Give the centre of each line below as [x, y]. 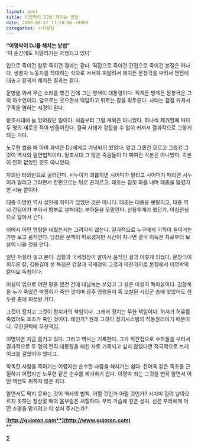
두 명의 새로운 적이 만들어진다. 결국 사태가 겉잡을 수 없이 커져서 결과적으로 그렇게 [99, 128]
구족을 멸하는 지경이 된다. [35, 108]
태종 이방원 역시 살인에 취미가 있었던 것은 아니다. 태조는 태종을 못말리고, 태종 [94, 202]
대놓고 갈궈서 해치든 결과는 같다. [43, 80]
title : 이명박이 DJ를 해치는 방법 [42, 17]
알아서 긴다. [30, 217]
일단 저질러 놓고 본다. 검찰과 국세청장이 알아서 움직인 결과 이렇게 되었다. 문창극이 [99, 257]
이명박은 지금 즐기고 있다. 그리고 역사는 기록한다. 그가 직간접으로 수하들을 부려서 [98, 339]
